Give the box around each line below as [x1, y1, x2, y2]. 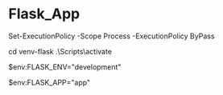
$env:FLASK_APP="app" [8, 77, 91, 87]
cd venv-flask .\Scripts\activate [8, 46, 113, 56]
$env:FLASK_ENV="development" [8, 61, 122, 72]
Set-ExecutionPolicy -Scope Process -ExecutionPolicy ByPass [8, 31, 215, 41]
